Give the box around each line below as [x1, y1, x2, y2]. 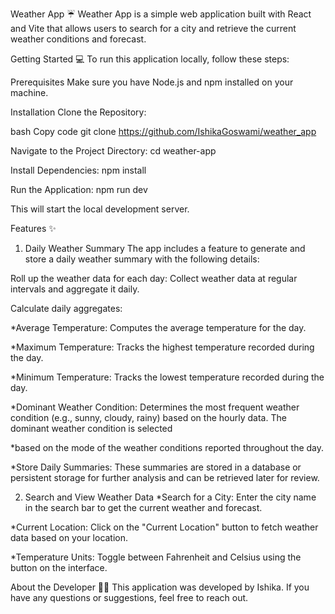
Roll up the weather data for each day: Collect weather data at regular [10, 273, 298, 284]
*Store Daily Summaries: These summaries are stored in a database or [10, 461, 302, 473]
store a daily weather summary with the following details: [24, 253, 260, 265]
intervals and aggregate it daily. [10, 283, 140, 295]
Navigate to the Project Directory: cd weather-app [10, 145, 217, 157]
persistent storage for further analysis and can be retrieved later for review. [10, 472, 320, 483]
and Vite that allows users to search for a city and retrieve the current [10, 23, 297, 34]
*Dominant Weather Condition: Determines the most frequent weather [10, 401, 300, 413]
